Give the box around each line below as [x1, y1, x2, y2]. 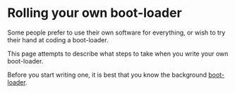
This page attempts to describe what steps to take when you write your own [7, 49, 229, 58]
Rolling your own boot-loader [7, 5, 182, 21]
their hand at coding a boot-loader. [7, 35, 109, 44]
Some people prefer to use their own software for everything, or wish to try [7, 28, 226, 37]
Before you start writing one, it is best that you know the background [7, 70, 207, 79]
